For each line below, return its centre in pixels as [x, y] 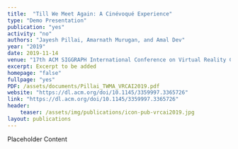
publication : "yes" [36, 27]
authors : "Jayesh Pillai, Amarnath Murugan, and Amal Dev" [96, 40]
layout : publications [39, 119]
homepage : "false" [34, 73]
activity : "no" [30, 34]
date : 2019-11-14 [33, 54]
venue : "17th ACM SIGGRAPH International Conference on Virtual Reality [117, 60]
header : [19, 106]
